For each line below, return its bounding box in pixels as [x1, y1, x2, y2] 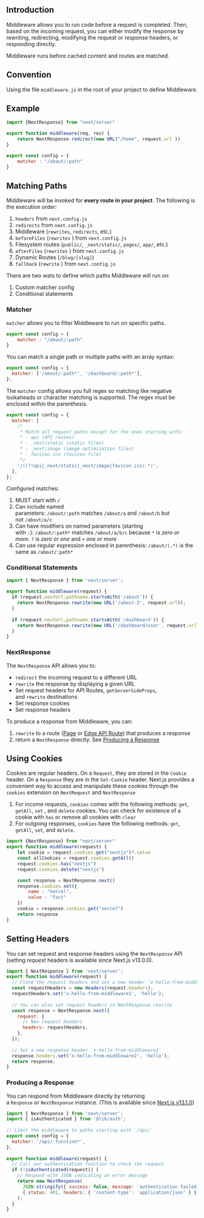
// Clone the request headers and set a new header [12, 979, 146, 985]
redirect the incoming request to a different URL [15, 673, 138, 681]
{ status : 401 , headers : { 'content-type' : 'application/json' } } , [22, 1189, 200, 1196]
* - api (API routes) [19, 434, 75, 441]
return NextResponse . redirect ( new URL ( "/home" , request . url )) [17, 136, 181, 142]
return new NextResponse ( [17, 1178, 83, 1185]
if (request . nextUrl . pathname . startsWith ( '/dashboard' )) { [12, 616, 165, 623]
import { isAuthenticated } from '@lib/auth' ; [6, 1116, 126, 1122]
